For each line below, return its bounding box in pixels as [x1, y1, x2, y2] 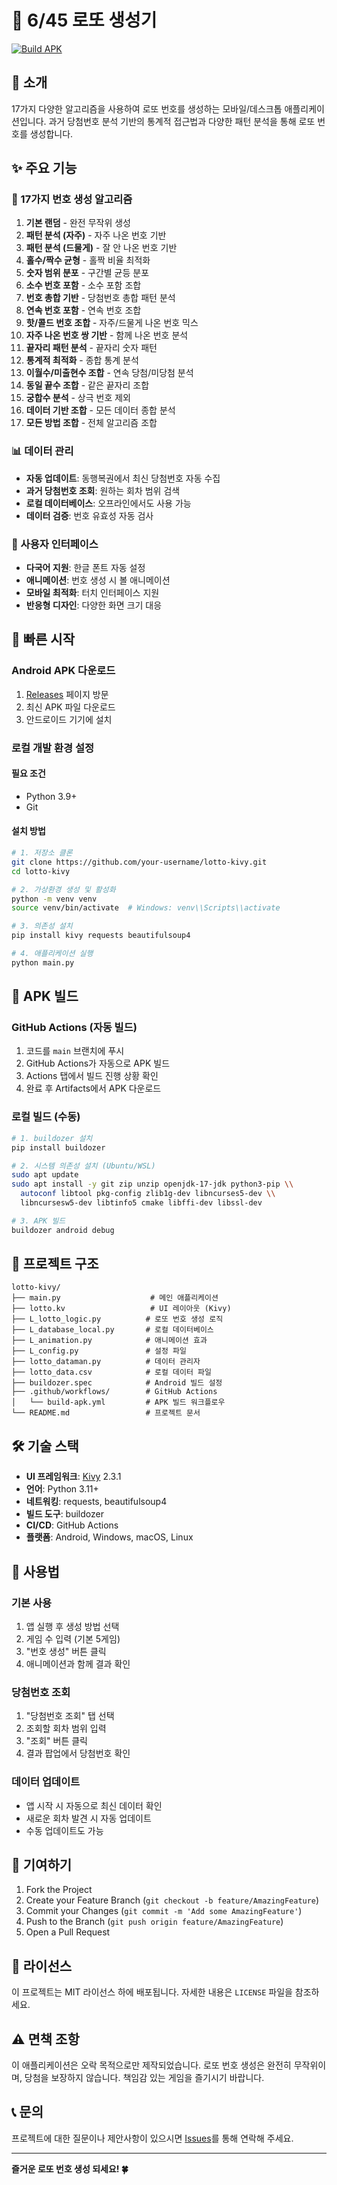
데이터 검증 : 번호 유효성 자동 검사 [25, 509, 154, 521]
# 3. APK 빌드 [11, 1216, 66, 1226]
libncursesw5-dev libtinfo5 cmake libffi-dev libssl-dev [20, 1198, 263, 1208]
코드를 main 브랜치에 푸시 [25, 1045, 125, 1057]
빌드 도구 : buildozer [25, 1508, 104, 1520]
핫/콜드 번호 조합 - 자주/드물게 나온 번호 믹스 [25, 317, 199, 329]
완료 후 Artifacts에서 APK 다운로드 [25, 1082, 162, 1095]
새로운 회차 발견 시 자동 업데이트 [25, 1812, 152, 1824]
